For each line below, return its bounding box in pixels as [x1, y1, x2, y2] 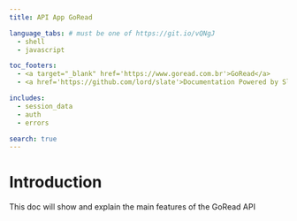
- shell [17, 37, 46, 46]
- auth [17, 110, 42, 119]
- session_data [17, 102, 73, 110]
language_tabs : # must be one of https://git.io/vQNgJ [9, 28, 216, 38]
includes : [9, 94, 46, 103]
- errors [17, 118, 49, 127]
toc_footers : [9, 61, 57, 71]
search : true [9, 134, 57, 143]
